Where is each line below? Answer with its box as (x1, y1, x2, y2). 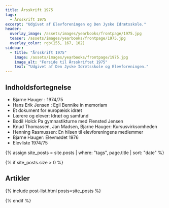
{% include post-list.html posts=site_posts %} (5, 188, 102, 194)
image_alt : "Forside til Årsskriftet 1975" (14, 60, 108, 65)
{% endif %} (5, 197, 31, 203)
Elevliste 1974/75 (12, 139, 48, 145)
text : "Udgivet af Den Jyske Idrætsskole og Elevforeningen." (14, 64, 149, 69)
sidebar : (5, 45, 24, 50)
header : (5, 26, 22, 32)
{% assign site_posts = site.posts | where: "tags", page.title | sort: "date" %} (5, 150, 164, 156)
